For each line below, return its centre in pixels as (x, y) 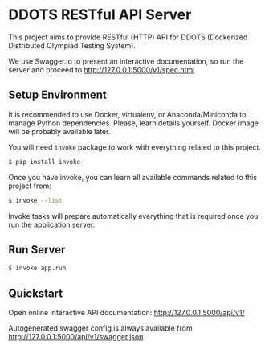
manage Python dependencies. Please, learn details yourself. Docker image (134, 123)
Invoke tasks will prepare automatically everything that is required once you (133, 216)
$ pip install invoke (45, 162)
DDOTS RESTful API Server (100, 15)
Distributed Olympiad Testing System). (72, 45)
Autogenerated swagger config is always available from (100, 328)
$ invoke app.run (37, 268)
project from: (30, 186)
